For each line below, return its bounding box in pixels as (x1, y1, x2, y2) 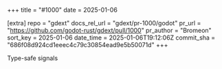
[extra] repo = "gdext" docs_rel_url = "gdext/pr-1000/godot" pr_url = (7, 19, 201, 27)
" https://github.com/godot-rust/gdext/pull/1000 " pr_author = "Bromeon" (7, 27, 212, 34)
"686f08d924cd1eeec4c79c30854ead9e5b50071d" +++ (7, 41, 168, 49)
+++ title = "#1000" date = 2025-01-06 (7, 6, 118, 14)
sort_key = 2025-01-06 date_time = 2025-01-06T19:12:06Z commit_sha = (7, 33, 216, 42)
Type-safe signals (7, 54, 58, 62)
